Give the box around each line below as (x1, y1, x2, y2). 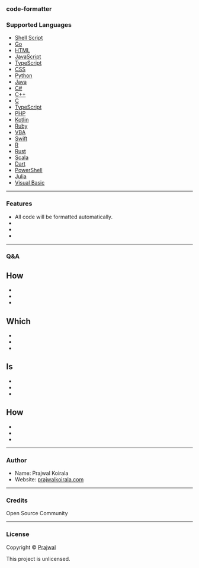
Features (6, 199, 33, 208)
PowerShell (14, 167, 43, 174)
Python (14, 72, 33, 79)
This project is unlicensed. (6, 555, 70, 562)
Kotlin (14, 116, 29, 123)
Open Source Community (6, 510, 68, 517)
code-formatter (6, 5, 52, 13)
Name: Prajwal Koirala (14, 469, 69, 477)
